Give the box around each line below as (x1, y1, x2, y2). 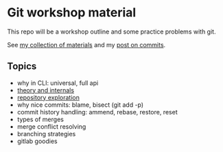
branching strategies (16, 129, 76, 138)
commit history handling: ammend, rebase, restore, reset (16, 107, 178, 116)
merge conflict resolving (16, 122, 86, 131)
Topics (7, 60, 37, 73)
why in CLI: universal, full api (16, 79, 99, 87)
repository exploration (16, 93, 80, 101)
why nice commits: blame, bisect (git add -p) (16, 101, 144, 109)
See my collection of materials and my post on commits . (7, 40, 166, 49)
